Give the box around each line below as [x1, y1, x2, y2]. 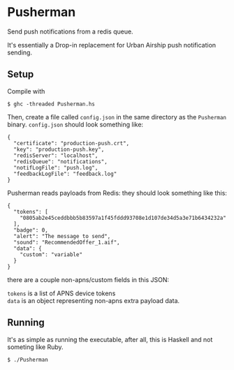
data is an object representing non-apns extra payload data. [7, 296, 180, 304]
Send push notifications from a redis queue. [7, 27, 134, 36]
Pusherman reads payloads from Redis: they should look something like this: [7, 188, 227, 197]
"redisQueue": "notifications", [13, 158, 108, 165]
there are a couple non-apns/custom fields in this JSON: [7, 275, 170, 283]
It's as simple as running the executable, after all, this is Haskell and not [7, 335, 213, 343]
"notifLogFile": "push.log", [13, 164, 98, 171]
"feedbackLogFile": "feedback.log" [13, 170, 117, 177]
